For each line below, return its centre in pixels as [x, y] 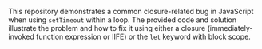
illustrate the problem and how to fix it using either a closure [107, 28]
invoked [21, 36]
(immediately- [230, 28]
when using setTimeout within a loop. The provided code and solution [123, 20]
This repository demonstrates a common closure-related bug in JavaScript [131, 11]
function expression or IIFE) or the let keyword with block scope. [143, 36]
